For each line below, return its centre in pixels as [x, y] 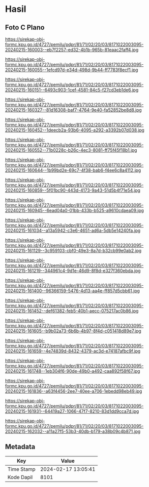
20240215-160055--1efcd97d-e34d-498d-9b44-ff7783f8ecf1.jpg [72, 70]
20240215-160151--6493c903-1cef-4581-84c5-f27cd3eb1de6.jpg [72, 90]
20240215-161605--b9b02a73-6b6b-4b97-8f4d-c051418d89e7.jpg [73, 331]
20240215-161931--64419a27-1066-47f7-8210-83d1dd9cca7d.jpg [72, 411]
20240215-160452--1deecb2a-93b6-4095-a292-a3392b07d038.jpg [75, 130]
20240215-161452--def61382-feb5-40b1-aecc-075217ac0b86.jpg [72, 311]
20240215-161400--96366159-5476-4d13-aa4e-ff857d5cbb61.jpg [73, 291]
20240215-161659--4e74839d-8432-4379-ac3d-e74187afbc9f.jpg [73, 351]
